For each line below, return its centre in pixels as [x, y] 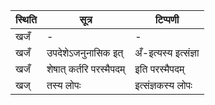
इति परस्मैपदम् [159, 69]
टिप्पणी [167, 19]
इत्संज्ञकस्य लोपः [163, 85]
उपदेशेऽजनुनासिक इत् [85, 52]
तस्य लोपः [64, 85]
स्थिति [26, 19]
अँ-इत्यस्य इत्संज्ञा [167, 52]
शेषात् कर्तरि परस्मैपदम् [86, 69]
